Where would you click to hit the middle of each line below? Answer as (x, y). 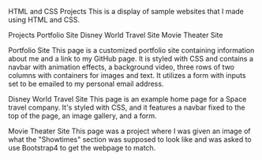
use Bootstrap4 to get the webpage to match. (82, 148)
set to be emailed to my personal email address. (86, 84)
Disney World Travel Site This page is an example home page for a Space (127, 99)
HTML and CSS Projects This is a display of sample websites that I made (126, 11)
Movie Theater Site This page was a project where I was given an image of (129, 131)
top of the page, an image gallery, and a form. (82, 116)
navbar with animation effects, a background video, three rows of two (122, 67)
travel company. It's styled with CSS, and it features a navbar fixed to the (127, 107)
